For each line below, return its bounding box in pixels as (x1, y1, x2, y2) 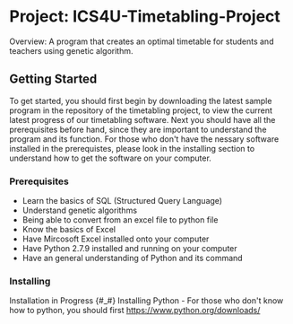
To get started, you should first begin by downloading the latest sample (9, 95, 272, 106)
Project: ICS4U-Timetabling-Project (9, 6, 280, 27)
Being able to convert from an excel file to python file (22, 215, 219, 225)
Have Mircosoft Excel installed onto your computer (22, 233, 210, 244)
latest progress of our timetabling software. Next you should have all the (9, 114, 276, 125)
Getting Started (9, 72, 98, 87)
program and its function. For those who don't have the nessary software (9, 133, 280, 144)
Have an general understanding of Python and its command (22, 253, 244, 264)
